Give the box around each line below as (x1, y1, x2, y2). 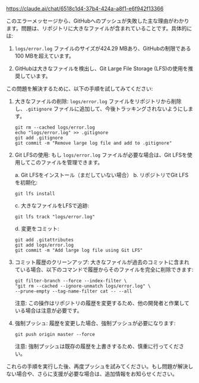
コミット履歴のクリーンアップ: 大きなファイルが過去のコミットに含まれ (14, 259, 190, 266)
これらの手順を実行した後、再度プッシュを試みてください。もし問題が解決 (6, 363, 188, 370)
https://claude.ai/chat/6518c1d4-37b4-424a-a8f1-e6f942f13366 (6, 5, 164, 12)
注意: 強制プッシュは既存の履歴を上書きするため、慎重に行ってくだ (14, 342, 179, 350)
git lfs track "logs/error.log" (14, 214, 95, 220)
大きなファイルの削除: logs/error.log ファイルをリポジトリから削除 (14, 98, 182, 105)
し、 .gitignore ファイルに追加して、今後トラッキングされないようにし (14, 105, 188, 112)
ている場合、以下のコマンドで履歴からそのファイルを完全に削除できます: (14, 266, 194, 273)
